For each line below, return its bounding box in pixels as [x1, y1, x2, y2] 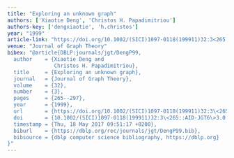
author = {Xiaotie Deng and [13, 56, 104, 63]
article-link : [7, 36, 49, 43]
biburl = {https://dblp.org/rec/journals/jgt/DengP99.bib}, [13, 127, 201, 134]
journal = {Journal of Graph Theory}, [13, 75, 132, 82]
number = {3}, [13, 88, 64, 95]
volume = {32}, [13, 82, 68, 89]
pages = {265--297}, [13, 95, 86, 102]
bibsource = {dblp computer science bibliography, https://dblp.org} [13, 134, 219, 141]
